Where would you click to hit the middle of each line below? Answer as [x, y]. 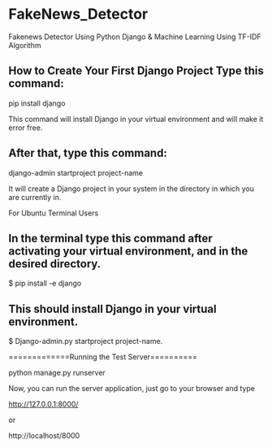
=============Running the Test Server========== [103, 357]
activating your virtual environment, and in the [128, 251]
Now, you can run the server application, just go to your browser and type [132, 389]
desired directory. [55, 264]
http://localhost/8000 [44, 436]
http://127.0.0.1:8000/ [43, 404]
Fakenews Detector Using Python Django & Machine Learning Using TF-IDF [135, 37]
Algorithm [25, 45]
